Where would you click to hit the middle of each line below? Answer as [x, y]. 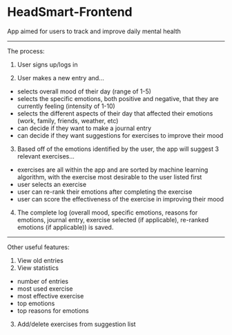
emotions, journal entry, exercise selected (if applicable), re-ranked [113, 219]
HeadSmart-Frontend [70, 12]
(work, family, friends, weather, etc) [68, 120]
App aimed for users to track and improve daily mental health [94, 31]
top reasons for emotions [53, 310]
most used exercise [45, 289]
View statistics [38, 268]
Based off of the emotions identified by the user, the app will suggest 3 [118, 149]
